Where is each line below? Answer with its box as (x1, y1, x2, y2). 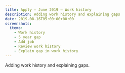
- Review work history (14, 44, 61, 49)
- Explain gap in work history (14, 48, 79, 53)
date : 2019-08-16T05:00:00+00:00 (5, 16, 74, 21)
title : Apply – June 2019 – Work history (5, 7, 92, 12)
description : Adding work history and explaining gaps (5, 12, 121, 17)
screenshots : (5, 21, 32, 26)
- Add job (14, 39, 35, 44)
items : (9, 26, 23, 31)
